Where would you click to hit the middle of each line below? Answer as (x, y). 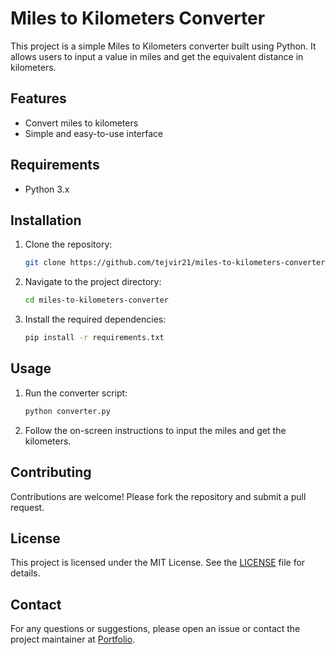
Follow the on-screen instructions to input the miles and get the (155, 430)
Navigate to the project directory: (93, 282)
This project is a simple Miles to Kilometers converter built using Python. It (163, 46)
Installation (46, 220)
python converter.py (67, 411)
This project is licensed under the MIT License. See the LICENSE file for (158, 563)
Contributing (51, 472)
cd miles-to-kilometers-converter (96, 300)
